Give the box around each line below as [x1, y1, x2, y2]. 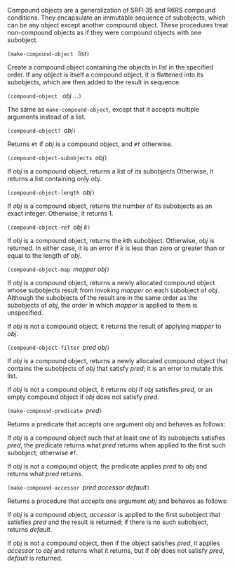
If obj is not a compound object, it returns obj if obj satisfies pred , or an [7, 386, 213, 393]
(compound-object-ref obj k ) [7, 223, 91, 231]
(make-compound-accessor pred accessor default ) [7, 483, 150, 491]
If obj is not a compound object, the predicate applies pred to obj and [7, 462, 208, 470]
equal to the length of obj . [7, 251, 82, 259]
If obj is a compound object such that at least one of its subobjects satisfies [7, 433, 226, 442]
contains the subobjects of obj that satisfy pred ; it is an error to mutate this [7, 365, 223, 372]
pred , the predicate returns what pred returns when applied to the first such [7, 441, 227, 449]
